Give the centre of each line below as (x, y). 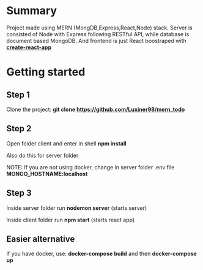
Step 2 (19, 129)
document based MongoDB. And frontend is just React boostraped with (96, 40)
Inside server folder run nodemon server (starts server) (77, 208)
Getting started (46, 72)
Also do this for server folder (42, 155)
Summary (31, 11)
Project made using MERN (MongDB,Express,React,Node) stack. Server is (99, 28)
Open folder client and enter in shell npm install (66, 143)
